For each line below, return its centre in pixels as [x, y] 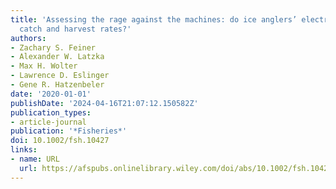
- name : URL [35, 159]
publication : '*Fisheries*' [69, 131]
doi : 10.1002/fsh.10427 [60, 141]
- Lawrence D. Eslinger [60, 76]
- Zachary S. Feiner [53, 47]
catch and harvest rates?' [75, 29]
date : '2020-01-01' [51, 94]
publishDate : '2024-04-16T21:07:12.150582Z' [104, 103]
